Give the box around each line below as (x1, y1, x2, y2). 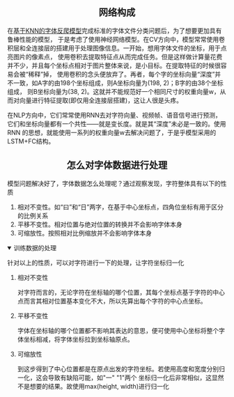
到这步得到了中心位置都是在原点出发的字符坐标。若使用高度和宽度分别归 (17, 364, 225, 373)
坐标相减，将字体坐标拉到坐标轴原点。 (23, 335, 134, 343)
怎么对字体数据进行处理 (66, 159, 168, 171)
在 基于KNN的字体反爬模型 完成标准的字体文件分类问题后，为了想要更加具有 (7, 26, 222, 35)
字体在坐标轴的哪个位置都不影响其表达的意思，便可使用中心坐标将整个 (17, 326, 219, 334)
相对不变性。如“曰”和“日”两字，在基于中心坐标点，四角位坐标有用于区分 (17, 203, 224, 211)
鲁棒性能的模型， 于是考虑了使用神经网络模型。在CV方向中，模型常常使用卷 (7, 35, 225, 43)
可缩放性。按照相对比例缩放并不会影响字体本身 (17, 228, 152, 237)
